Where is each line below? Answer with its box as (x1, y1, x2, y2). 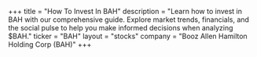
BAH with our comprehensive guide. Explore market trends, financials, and (8, 15, 250, 24)
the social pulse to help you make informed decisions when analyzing (8, 23, 233, 32)
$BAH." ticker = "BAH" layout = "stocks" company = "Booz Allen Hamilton (8, 31, 248, 41)
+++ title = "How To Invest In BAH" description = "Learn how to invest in (8, 7, 242, 16)
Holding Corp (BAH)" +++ (8, 40, 92, 49)
